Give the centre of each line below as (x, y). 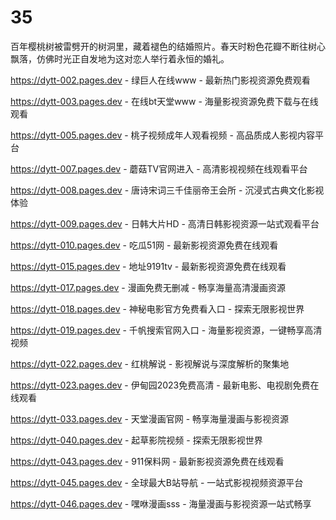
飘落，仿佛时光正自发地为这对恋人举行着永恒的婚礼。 (120, 58)
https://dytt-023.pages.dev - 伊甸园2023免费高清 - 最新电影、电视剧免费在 (165, 385)
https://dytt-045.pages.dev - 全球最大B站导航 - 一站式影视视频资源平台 (157, 482)
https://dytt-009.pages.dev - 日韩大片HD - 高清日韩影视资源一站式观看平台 (165, 223)
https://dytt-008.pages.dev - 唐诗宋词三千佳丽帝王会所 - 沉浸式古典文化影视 (167, 190)
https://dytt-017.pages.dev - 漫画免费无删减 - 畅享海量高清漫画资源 (148, 287)
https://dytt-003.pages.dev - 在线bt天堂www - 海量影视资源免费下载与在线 (164, 101)
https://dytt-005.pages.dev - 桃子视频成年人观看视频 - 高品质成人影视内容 (162, 135)
